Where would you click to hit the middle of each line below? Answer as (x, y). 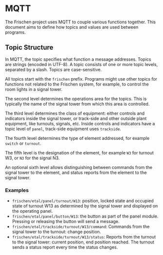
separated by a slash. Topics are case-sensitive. (54, 69)
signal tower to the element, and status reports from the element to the (76, 172)
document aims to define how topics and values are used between (72, 27)
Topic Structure (29, 47)
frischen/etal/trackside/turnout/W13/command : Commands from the (81, 227)
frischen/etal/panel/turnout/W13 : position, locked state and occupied (83, 201)
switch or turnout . (23, 143)
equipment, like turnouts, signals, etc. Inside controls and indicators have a (80, 123)
